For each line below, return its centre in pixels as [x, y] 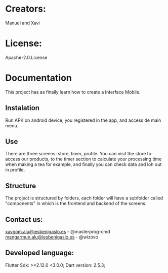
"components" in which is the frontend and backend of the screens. [76, 203]
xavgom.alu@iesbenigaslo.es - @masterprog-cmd [58, 232]
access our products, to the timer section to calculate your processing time [83, 159]
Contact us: [24, 219]
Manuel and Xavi [23, 23]
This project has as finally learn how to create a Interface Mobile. [73, 92]
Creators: [26, 9]
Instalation [22, 108]
